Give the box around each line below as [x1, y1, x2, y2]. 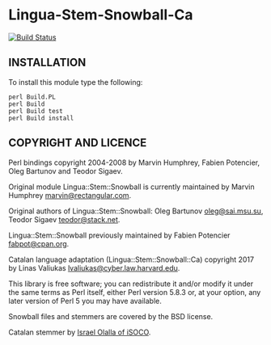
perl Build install [8, 114, 74, 122]
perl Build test [8, 107, 63, 115]
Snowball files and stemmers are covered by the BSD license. [8, 311, 214, 321]
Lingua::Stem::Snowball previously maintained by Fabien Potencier [8, 230, 231, 240]
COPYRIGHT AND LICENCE [8, 136, 147, 150]
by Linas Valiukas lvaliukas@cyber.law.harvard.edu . [8, 263, 180, 272]
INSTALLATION [8, 56, 87, 69]
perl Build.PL [8, 93, 57, 101]
